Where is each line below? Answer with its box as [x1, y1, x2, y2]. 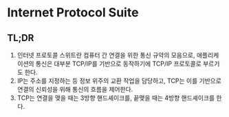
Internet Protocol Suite [7, 5, 139, 21]
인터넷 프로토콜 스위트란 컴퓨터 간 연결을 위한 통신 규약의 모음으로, [17, 51, 195, 59]
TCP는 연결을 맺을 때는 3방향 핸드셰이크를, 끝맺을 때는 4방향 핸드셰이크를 [17, 94, 215, 102]
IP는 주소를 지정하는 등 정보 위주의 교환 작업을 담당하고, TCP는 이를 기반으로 [17, 77, 222, 85]
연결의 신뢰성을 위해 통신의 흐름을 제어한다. [17, 86, 133, 93]
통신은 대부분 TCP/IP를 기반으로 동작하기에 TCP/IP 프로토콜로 [35, 60, 201, 68]
